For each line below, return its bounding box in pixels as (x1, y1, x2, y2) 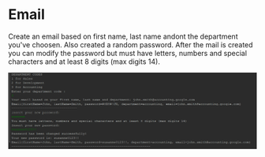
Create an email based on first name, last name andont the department (8, 32, 238, 41)
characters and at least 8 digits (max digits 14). (8, 57, 160, 66)
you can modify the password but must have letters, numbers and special (8, 48, 247, 58)
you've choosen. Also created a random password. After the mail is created (8, 39, 254, 49)
